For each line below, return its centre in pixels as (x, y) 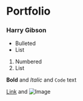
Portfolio (28, 11)
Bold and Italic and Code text (41, 80)
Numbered (28, 61)
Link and (17, 92)
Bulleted (25, 43)
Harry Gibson (26, 30)
